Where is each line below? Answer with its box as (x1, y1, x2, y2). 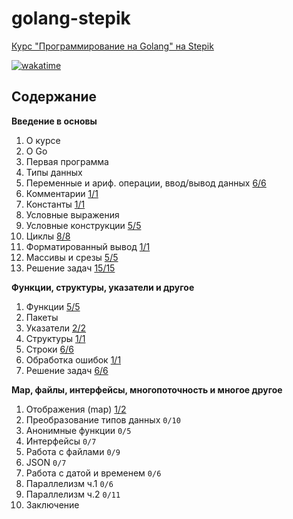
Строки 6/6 (25, 343, 74, 355)
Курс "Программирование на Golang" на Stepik (11, 40, 214, 52)
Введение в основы (11, 115, 98, 127)
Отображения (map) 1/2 (25, 403, 127, 415)
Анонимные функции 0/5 (25, 424, 132, 436)
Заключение (25, 498, 80, 511)
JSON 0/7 (25, 456, 67, 468)
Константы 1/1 (25, 198, 86, 210)
